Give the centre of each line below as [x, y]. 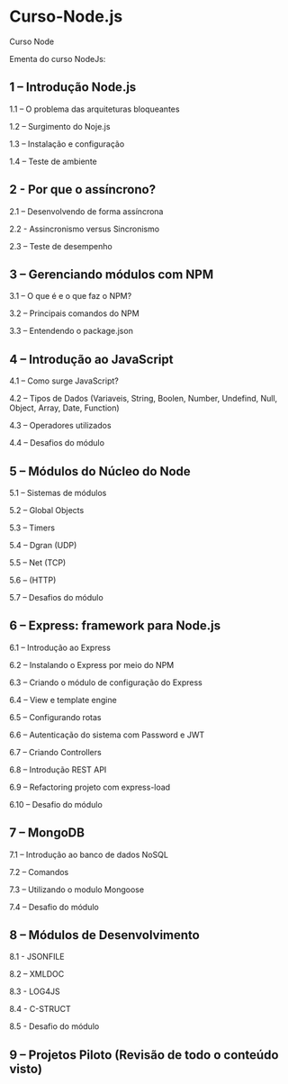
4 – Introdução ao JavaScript [91, 359]
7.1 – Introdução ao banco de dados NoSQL [89, 854]
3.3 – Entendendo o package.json [71, 331]
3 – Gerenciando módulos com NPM [112, 274]
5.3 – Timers [32, 528]
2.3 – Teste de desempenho [61, 246]
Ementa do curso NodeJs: [58, 59]
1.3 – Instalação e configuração [67, 144]
